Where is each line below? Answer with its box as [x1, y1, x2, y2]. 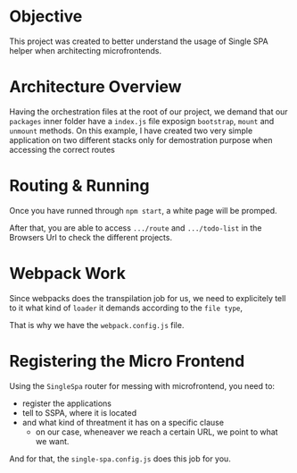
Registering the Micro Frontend [9, 351, 245, 371]
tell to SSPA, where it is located [21, 407, 137, 418]
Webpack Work [9, 264, 127, 283]
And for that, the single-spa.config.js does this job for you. [9, 453, 232, 464]
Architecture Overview [9, 77, 182, 97]
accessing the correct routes [9, 144, 116, 155]
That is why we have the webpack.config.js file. [9, 319, 185, 330]
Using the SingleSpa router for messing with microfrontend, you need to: [9, 380, 275, 391]
